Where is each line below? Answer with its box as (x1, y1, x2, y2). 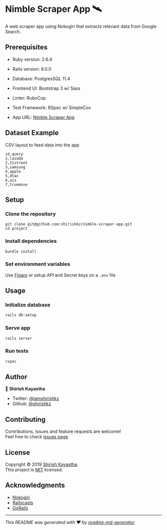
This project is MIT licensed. (5, 467, 63, 473)
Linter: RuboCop (12, 95, 46, 101)
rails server (5, 336, 32, 341)
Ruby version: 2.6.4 (12, 56, 53, 62)
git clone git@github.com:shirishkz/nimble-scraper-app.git (5, 222, 133, 227)
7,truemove (5, 182, 28, 187)
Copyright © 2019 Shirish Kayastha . (5, 461, 79, 468)
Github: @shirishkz (12, 401, 51, 407)
